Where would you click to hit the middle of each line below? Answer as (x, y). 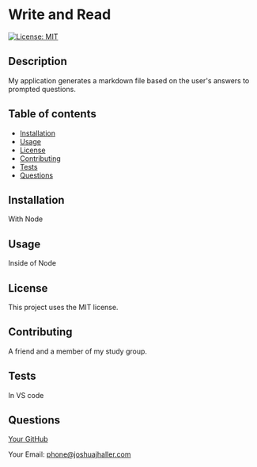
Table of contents (52, 114)
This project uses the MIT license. (63, 307)
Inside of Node (32, 263)
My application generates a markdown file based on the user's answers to (129, 80)
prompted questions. (42, 89)
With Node (26, 219)
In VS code (26, 395)
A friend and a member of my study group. (78, 351)
